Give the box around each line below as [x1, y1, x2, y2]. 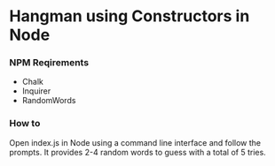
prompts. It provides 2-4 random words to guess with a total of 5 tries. [9, 147, 266, 157]
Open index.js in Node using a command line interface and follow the [9, 137, 262, 147]
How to [9, 117, 41, 130]
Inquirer [21, 86, 51, 96]
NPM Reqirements [9, 57, 90, 69]
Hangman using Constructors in [9, 6, 250, 26]
